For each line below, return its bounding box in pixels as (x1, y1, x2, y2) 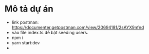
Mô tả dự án (4, 3, 54, 14)
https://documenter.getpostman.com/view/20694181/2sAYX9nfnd (11, 24, 144, 30)
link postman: (11, 19, 39, 25)
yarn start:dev (11, 40, 40, 45)
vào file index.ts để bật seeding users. (11, 29, 89, 35)
